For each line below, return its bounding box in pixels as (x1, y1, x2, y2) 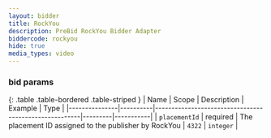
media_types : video (8, 50, 75, 58)
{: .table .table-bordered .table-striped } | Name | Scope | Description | (8, 95, 244, 105)
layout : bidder (8, 11, 60, 20)
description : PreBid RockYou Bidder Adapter (8, 27, 161, 35)
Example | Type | (8, 103, 65, 114)
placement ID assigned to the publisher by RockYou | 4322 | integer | (8, 121, 239, 131)
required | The (205, 112, 253, 122)
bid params (8, 76, 54, 88)
